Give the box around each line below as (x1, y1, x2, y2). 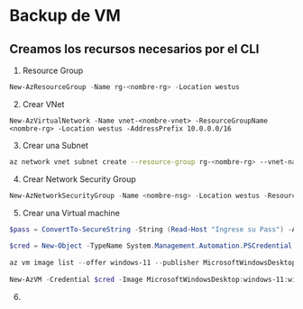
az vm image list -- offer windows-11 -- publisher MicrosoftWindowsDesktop (9, 259, 297, 268)
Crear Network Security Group (22, 173, 137, 185)
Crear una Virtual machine (22, 207, 120, 218)
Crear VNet (22, 98, 65, 109)
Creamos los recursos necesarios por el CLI (9, 41, 260, 57)
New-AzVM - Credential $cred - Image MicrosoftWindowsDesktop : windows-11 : (9, 275, 289, 284)
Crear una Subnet (22, 140, 88, 150)
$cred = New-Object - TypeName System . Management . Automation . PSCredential (9, 241, 293, 250)
